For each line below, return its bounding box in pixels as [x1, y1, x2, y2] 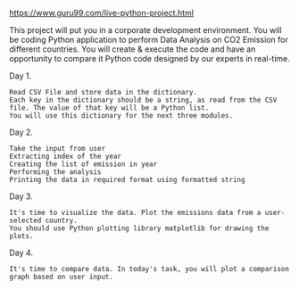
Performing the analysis [9, 168, 102, 177]
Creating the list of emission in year [9, 160, 158, 169]
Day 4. [9, 247, 34, 258]
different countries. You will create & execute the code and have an [9, 44, 256, 54]
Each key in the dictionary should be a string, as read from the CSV [9, 95, 278, 104]
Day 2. [9, 127, 34, 137]
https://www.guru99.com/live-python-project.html [9, 8, 195, 18]
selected [9, 216, 42, 225]
